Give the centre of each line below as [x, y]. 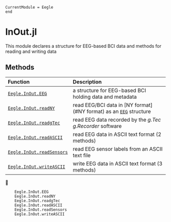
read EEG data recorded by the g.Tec [117, 120]
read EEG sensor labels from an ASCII [118, 149]
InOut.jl [21, 32]
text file [82, 155]
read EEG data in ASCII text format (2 [117, 134]
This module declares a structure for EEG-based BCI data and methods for [83, 46]
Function [19, 81]
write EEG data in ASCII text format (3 [118, 163]
